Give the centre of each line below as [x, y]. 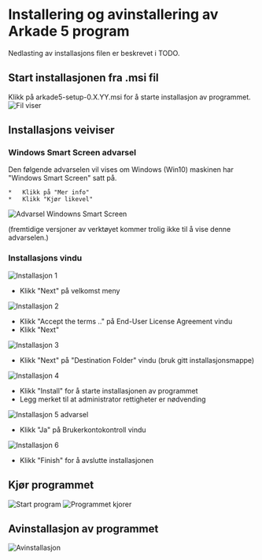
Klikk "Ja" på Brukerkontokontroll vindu [83, 429]
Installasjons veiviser [61, 131]
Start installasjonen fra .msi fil [83, 78]
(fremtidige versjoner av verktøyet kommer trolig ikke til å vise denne [120, 230]
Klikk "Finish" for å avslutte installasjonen [87, 460]
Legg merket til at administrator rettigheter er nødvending [113, 399]
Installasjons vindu [45, 258]
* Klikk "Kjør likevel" [50, 200]
